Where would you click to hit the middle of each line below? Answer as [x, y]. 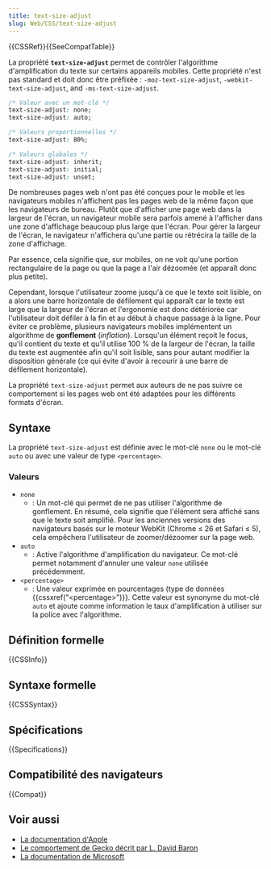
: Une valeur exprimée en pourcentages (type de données [128, 589]
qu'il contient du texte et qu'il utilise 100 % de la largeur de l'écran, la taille [132, 344]
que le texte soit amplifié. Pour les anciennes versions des [129, 520]
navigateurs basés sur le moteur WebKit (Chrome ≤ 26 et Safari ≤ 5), [146, 529]
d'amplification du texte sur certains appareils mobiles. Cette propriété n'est [135, 70]
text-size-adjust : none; [50, 110]
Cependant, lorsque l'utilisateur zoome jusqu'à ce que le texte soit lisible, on [135, 293]
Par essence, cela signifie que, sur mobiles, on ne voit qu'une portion [123, 259]
